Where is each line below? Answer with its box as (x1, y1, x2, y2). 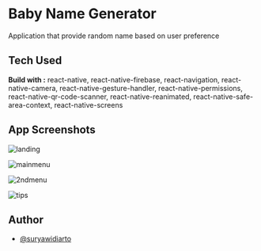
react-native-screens (54, 100, 123, 109)
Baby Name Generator (8, 5, 157, 23)
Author (8, 213, 43, 226)
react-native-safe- (193, 92, 254, 101)
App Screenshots (8, 124, 96, 137)
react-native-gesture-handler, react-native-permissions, (59, 83, 243, 93)
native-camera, (8, 83, 58, 93)
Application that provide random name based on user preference (8, 31, 220, 40)
